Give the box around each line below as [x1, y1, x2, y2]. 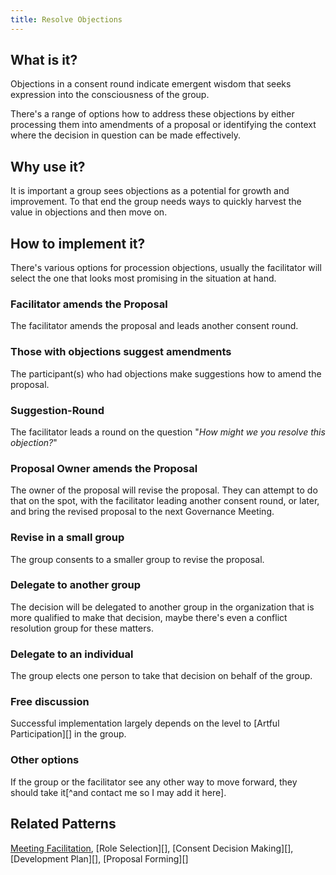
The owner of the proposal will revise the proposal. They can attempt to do [10, 484, 318, 496]
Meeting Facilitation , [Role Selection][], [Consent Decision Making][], [10, 842, 294, 854]
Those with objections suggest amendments [10, 345, 232, 359]
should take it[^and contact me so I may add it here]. [10, 786, 227, 798]
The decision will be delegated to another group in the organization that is [10, 601, 315, 613]
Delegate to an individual [10, 647, 134, 661]
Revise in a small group [10, 531, 125, 545]
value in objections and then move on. [10, 206, 168, 218]
